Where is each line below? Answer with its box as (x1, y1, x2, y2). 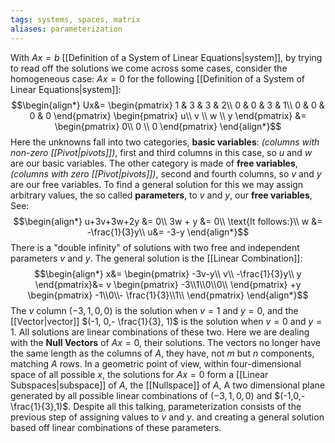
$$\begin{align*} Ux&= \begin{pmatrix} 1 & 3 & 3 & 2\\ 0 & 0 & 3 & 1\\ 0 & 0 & (11, 99, 325, 111)
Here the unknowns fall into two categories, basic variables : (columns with (10, 136, 320, 148)
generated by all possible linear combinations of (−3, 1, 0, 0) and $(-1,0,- (10, 389, 306, 401)
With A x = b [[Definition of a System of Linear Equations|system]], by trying (10, 51, 323, 63)
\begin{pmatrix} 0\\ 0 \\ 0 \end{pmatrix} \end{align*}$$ (54, 120, 282, 132)
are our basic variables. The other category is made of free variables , (10, 157, 298, 169)
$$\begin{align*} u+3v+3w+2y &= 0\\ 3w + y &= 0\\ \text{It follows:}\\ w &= (13, 215, 323, 227)
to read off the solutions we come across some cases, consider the (10, 62, 288, 74)
